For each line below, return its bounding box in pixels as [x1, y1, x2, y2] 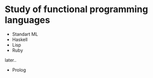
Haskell [12, 36, 28, 43]
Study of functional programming [5, 4, 148, 15]
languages [5, 14, 50, 26]
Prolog [12, 67, 26, 73]
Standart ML [12, 31, 39, 37]
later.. [5, 57, 17, 63]
